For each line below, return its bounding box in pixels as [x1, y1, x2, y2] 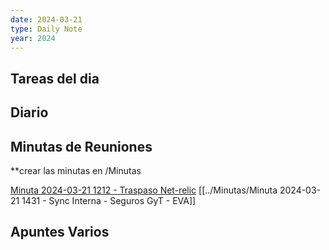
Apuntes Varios [10, 224, 110, 241]
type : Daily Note [10, 24, 83, 34]
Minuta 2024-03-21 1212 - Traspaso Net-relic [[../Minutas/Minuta [10, 184, 278, 196]
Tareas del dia [10, 70, 100, 87]
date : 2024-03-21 [10, 14, 83, 25]
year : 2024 [10, 33, 56, 43]
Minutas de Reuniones [10, 138, 153, 155]
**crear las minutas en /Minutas [10, 164, 142, 176]
